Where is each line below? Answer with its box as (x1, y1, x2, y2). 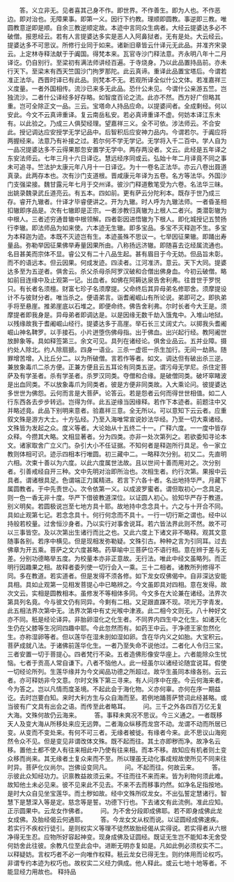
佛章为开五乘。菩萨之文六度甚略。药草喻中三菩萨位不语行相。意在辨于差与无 (7, 546, 227, 553)
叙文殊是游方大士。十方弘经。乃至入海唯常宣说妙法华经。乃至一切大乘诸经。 (7, 415, 227, 423)
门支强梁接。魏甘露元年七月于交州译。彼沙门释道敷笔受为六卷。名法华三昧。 (7, 180, 227, 188)
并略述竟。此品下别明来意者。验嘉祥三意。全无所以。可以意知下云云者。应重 (7, 407, 227, 414)
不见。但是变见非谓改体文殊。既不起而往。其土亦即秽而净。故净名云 (25, 737, 221, 745)
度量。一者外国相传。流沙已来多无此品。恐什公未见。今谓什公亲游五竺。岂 (13, 84, 227, 93)
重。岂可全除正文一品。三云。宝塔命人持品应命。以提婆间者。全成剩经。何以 (7, 102, 227, 110)
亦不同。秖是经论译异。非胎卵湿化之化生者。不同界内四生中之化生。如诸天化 (7, 615, 227, 623)
